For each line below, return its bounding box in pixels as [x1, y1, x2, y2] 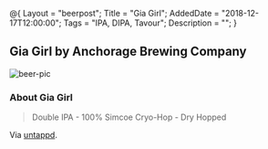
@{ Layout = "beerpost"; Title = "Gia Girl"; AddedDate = [9, 8, 221, 18]
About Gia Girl [9, 90, 73, 103]
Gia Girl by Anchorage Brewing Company [9, 44, 247, 59]
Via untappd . [9, 130, 57, 141]
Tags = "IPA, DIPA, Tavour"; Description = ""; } [63, 17, 238, 28]
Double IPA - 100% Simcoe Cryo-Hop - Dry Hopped [31, 112, 227, 122]
